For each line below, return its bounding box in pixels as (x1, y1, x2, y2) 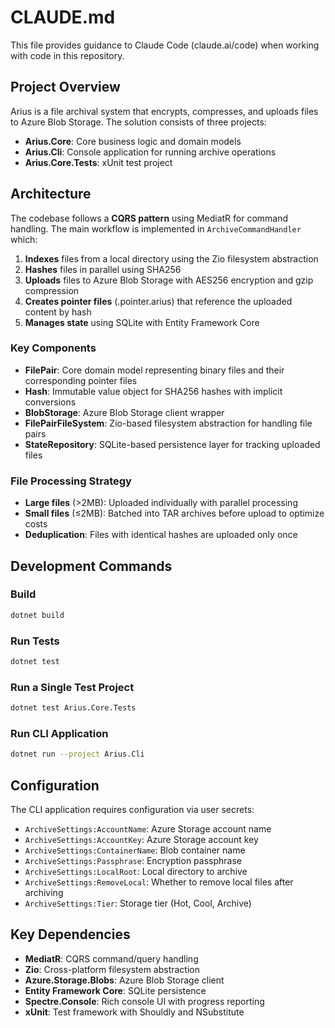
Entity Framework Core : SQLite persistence (24, 984, 207, 996)
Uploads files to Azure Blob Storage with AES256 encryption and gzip (24, 274, 314, 286)
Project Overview (10, 79, 121, 96)
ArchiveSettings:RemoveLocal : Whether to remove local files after (24, 876, 294, 888)
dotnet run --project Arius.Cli (10, 749, 145, 760)
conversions (24, 396, 77, 408)
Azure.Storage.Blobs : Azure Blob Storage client (24, 974, 225, 986)
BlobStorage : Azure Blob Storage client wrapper (24, 406, 225, 418)
